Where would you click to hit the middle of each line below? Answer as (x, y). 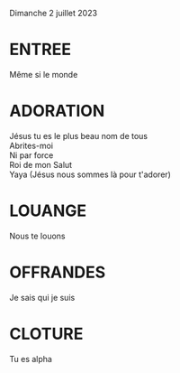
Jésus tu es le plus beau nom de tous (79, 135)
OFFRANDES (58, 272)
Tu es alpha (31, 359)
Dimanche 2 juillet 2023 (53, 13)
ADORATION (57, 111)
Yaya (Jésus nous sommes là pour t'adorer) (90, 174)
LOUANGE (48, 211)
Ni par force (31, 155)
